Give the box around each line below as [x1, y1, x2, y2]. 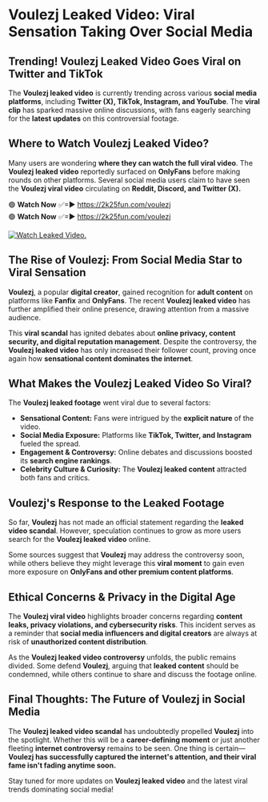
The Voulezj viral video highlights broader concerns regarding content [8, 612, 243, 621]
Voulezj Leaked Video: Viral [8, 6, 195, 24]
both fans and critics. [19, 473, 90, 483]
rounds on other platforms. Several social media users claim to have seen [8, 174, 250, 185]
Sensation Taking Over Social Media [8, 22, 254, 41]
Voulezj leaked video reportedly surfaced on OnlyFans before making [8, 166, 241, 176]
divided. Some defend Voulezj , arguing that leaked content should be [8, 661, 239, 671]
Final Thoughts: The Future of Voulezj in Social [8, 692, 246, 706]
